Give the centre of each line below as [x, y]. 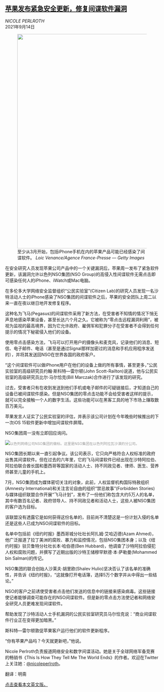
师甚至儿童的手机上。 [26, 471]
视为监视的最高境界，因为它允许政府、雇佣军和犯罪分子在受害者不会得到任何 [82, 325]
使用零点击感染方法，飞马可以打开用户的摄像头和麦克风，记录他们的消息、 [80, 342]
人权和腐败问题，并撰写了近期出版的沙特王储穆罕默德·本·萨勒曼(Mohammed [81, 552]
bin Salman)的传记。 [26, 558]
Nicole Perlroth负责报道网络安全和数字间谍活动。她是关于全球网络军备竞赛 [80, 651]
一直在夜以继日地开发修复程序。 [41, 303]
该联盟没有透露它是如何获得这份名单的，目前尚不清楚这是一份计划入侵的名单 [82, 517]
